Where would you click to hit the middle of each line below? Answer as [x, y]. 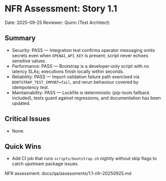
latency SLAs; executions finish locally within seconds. [68, 71]
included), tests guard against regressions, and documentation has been [86, 98]
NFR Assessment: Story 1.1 [61, 9]
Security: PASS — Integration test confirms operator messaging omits [83, 50]
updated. [21, 103]
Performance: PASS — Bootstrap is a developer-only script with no [80, 66]
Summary [20, 38]
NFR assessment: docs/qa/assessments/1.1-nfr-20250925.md [68, 174]
